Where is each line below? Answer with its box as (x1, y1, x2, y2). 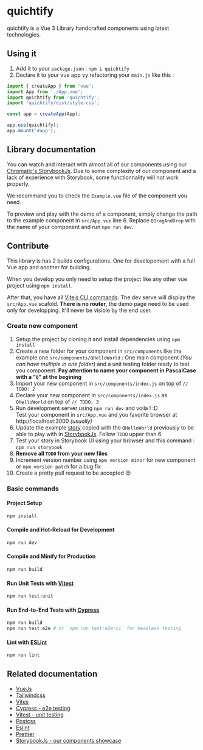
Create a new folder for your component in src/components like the (15, 347, 182, 355)
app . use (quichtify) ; (7, 122, 60, 129)
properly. (7, 180, 30, 187)
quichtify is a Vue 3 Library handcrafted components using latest (7, 24, 170, 32)
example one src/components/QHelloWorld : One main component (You (15, 353, 192, 361)
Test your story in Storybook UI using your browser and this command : (15, 437, 195, 444)
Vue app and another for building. (7, 263, 92, 271)
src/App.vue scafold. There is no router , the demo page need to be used (7, 300, 189, 307)
